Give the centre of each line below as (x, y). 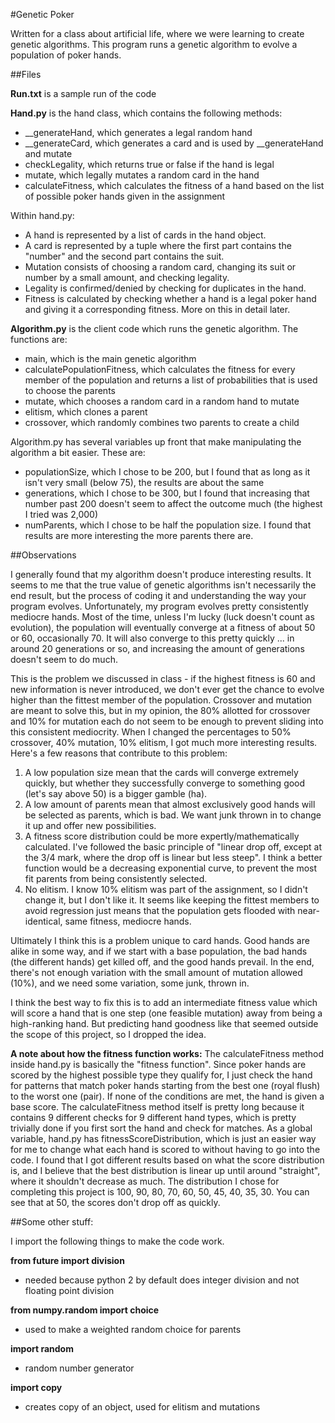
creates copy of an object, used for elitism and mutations (142, 1407)
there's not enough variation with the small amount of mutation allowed (156, 972)
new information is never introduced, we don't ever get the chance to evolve (167, 689)
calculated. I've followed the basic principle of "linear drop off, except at (173, 847)
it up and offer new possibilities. (90, 825)
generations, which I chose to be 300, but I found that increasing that (167, 493)
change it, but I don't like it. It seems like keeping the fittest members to (172, 900)
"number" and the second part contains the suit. (124, 256)
